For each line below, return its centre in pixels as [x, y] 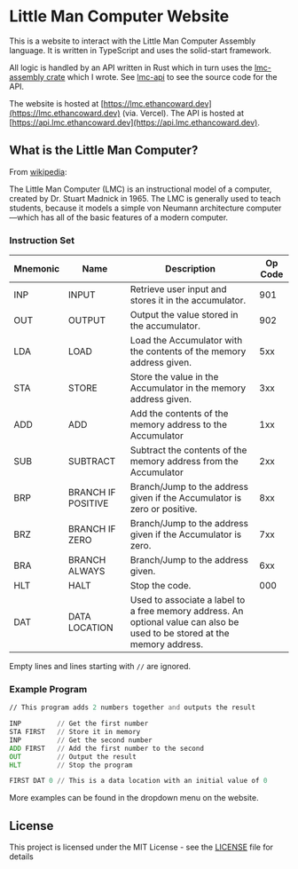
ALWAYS [86, 572]
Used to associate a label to [188, 600]
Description [190, 269]
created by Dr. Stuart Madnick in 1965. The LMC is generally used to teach [145, 198]
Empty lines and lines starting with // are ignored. [100, 667]
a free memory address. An [187, 612]
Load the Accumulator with [186, 341]
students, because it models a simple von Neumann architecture [127, 208]
